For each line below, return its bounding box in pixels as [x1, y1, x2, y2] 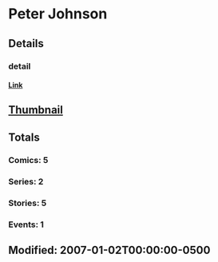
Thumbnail [8, 103, 64, 117]
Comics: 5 [8, 154, 49, 165]
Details [8, 37, 44, 50]
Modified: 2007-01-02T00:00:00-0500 [8, 243, 211, 256]
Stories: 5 [8, 197, 47, 208]
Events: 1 [8, 219, 44, 230]
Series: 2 [8, 176, 44, 187]
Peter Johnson [8, 5, 108, 23]
